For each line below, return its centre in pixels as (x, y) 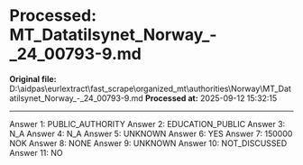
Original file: (33, 78)
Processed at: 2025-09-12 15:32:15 (211, 98)
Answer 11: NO (36, 152)
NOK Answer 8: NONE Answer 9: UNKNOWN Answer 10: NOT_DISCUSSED (148, 143)
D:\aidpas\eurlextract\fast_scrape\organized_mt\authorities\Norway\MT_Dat (150, 88)
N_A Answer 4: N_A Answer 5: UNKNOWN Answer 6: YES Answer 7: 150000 (151, 133)
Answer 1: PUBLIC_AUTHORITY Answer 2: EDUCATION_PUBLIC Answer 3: (147, 124)
